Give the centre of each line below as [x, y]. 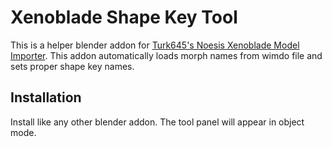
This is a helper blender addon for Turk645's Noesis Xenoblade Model [155, 45]
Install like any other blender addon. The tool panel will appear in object [157, 122]
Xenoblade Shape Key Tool [124, 17]
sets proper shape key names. [72, 66]
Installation [46, 97]
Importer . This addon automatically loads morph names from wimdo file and [166, 55]
